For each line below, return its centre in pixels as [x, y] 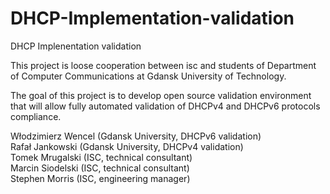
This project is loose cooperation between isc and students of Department [163, 65]
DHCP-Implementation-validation [152, 18]
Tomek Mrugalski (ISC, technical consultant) [101, 157]
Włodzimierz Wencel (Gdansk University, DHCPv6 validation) [136, 136]
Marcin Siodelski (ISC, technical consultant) [100, 168]
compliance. [36, 116]
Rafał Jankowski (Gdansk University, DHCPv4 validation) [127, 146]
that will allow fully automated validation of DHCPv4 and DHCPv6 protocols [165, 106]
